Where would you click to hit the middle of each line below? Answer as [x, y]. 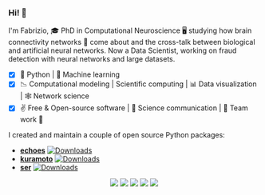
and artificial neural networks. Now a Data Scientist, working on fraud [123, 50]
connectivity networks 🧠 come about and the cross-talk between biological [132, 42]
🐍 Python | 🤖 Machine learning [70, 74]
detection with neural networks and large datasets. [92, 59]
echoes [32, 150]
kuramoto [36, 159]
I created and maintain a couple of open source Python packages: [117, 135]
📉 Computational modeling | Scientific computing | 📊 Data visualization [138, 84]
